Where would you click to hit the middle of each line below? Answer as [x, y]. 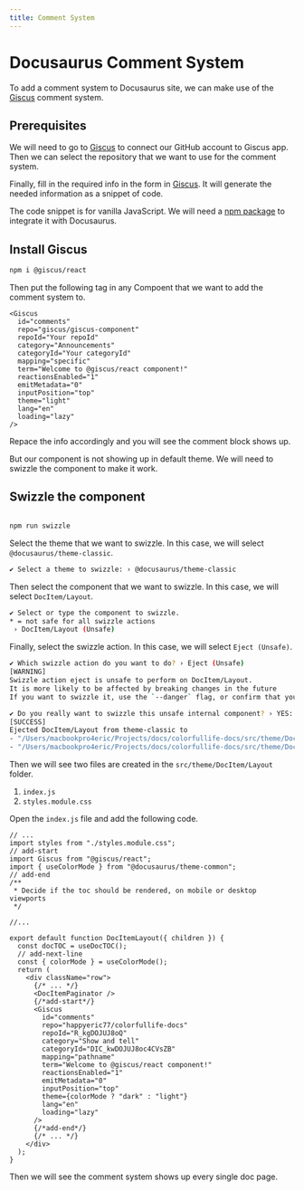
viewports [28, 899]
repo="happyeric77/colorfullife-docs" [115, 1025]
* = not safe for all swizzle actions [82, 621]
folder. [21, 774]
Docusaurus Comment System [127, 62]
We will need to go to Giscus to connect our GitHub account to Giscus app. [149, 148]
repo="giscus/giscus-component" [79, 330]
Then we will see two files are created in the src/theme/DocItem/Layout [141, 764]
